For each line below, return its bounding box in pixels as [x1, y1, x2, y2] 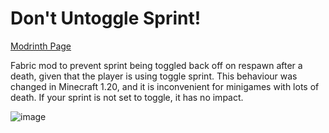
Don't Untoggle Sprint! [10, 7, 202, 30]
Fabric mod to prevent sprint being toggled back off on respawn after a [10, 59, 303, 71]
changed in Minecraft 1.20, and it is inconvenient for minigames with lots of [10, 80, 320, 92]
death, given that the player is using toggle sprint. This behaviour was [10, 70, 298, 82]
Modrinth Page [10, 40, 72, 52]
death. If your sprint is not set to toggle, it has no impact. [10, 91, 244, 103]
